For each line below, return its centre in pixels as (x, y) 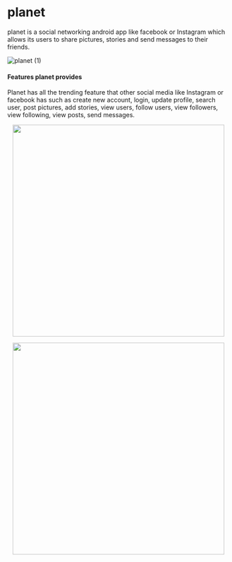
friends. (19, 47)
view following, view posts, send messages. (71, 115)
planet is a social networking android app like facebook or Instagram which (116, 32)
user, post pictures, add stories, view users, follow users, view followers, (113, 107)
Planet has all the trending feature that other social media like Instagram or (116, 92)
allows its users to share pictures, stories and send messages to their (108, 39)
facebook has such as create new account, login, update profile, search (111, 100)
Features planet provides (45, 77)
